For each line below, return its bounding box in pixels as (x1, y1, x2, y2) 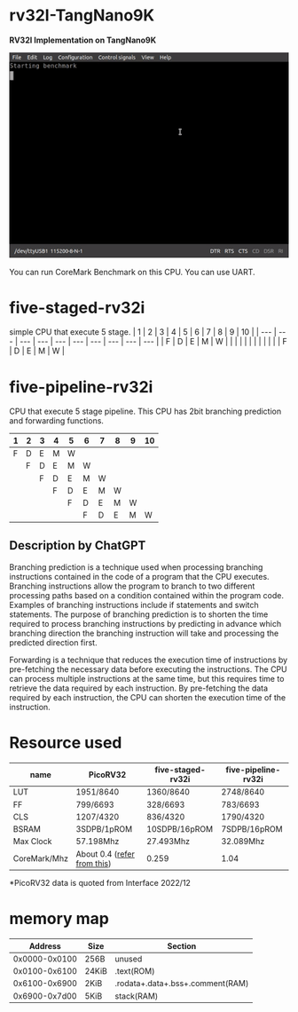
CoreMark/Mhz (12, 853, 69, 864)
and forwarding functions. (9, 415, 105, 426)
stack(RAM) (114, 991, 159, 1001)
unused (114, 953, 143, 964)
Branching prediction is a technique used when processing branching (9, 561, 263, 573)
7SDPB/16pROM (221, 824, 283, 834)
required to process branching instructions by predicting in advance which (9, 618, 282, 629)
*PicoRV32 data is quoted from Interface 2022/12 (9, 878, 191, 889)
